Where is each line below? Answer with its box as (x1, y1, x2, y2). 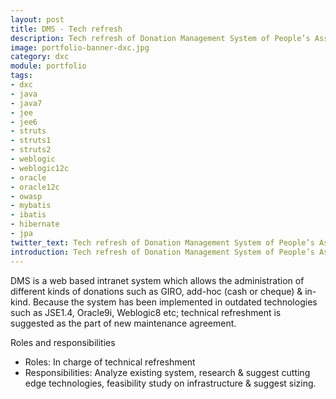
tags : (10, 71, 33, 81)
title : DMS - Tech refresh (10, 24, 123, 34)
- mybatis (10, 201, 52, 211)
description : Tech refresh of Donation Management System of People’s (10, 33, 311, 43)
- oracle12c (10, 182, 60, 192)
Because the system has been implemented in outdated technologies (32, 296, 318, 308)
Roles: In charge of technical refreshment (24, 356, 196, 368)
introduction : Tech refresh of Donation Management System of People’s (10, 247, 315, 257)
